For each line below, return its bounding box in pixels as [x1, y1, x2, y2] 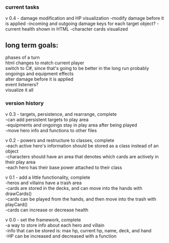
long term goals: [5, 41, 59, 50]
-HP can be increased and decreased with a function [5, 233, 116, 239]
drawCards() [5, 190, 32, 197]
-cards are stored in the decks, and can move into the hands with [5, 185, 142, 191]
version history [5, 100, 44, 107]
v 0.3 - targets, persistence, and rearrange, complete [5, 111, 117, 117]
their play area [5, 159, 36, 165]
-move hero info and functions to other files [5, 128, 97, 134]
